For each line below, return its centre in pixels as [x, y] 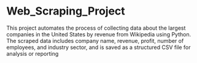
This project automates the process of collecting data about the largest [96, 28]
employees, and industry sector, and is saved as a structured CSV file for [99, 47]
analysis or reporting [33, 53]
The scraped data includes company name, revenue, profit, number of [95, 41]
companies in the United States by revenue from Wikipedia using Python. [99, 34]
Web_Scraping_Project [66, 11]
